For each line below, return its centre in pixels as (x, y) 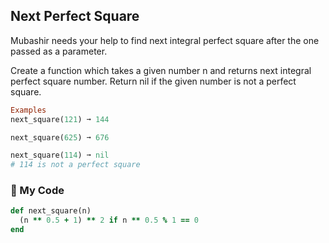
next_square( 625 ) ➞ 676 (60, 137)
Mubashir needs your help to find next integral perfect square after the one (165, 40)
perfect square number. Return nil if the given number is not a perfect (153, 81)
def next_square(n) (51, 211)
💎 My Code (37, 191)
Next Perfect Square (75, 16)
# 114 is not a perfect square (75, 165)
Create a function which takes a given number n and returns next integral (161, 70)
